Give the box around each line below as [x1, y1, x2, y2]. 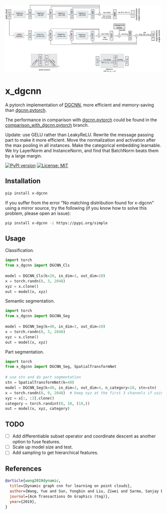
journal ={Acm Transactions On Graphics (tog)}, [9, 494, 110, 499]
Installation [5, 177, 41, 185]
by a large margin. [5, 153, 42, 159]
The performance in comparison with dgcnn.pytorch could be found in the [5, 117, 158, 123]
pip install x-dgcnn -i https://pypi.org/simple [5, 220, 108, 226]
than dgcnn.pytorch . [5, 107, 47, 113]
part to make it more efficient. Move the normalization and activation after [5, 137, 156, 143]
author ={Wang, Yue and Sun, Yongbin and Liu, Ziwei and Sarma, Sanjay [9, 489, 159, 494]
